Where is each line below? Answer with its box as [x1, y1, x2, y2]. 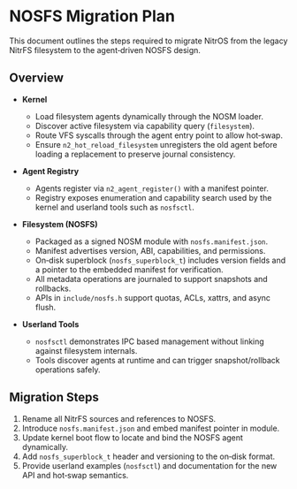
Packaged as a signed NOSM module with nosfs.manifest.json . [34, 236, 269, 247]
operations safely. [34, 364, 101, 375]
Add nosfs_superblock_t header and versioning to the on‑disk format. [21, 451, 276, 462]
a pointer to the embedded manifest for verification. [34, 264, 224, 275]
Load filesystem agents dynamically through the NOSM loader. [34, 111, 263, 121]
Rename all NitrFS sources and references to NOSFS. [21, 413, 217, 424]
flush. [34, 302, 57, 312]
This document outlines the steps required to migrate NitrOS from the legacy [9, 35, 288, 46]
